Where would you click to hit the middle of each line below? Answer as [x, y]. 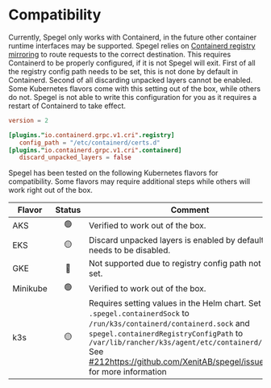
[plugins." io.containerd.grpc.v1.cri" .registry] [92, 135]
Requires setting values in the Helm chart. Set [175, 303]
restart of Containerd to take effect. [67, 106]
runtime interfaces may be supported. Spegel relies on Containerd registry [132, 45]
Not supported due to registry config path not [175, 264]
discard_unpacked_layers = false [75, 158]
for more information [127, 372]
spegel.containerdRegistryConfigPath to [166, 334]
